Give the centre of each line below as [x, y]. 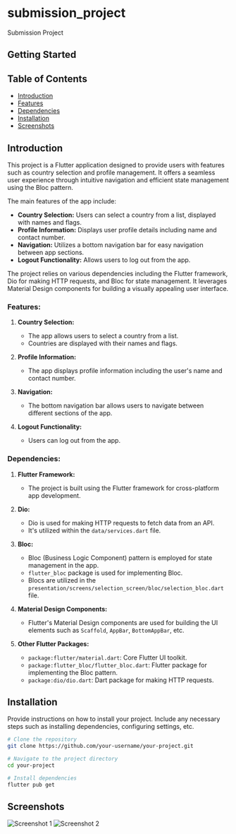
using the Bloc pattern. [41, 187]
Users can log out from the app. [74, 441]
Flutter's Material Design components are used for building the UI [123, 622]
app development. [54, 495]
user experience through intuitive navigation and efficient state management [118, 180]
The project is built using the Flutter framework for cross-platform [124, 488]
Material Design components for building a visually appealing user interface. [118, 288]
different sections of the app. [70, 413]
